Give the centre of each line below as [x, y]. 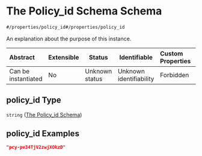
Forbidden [175, 75]
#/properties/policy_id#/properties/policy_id [66, 27]
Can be [20, 71]
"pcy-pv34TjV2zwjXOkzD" [36, 148]
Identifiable [136, 57]
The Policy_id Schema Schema [84, 11]
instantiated [26, 78]
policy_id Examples [43, 134]
